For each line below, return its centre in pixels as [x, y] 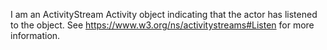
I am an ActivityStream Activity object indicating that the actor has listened [164, 14]
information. [35, 35]
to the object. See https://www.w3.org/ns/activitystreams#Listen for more [162, 25]
